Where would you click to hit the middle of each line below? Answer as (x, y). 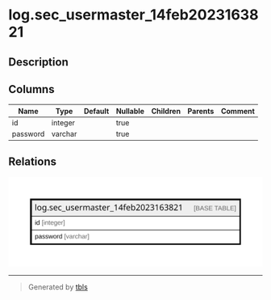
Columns (31, 89)
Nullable (130, 111)
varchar (64, 134)
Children (166, 111)
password (28, 134)
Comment (238, 111)
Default (96, 111)
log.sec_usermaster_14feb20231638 (133, 15)
